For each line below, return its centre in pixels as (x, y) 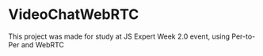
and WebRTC (43, 44)
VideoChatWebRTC (74, 15)
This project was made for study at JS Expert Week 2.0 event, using (119, 36)
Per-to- (244, 36)
